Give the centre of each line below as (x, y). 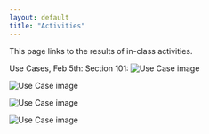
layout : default (39, 17)
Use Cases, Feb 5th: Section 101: (69, 68)
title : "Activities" (48, 26)
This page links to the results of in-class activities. (101, 51)
